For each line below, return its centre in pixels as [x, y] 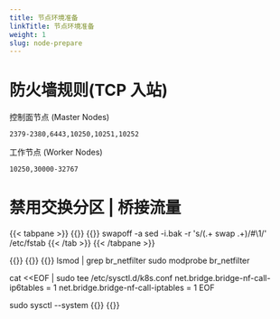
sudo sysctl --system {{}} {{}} [65, 305]
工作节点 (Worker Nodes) [56, 152]
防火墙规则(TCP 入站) [89, 90]
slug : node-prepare [46, 43]
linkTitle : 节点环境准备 [52, 26]
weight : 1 [28, 34]
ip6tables [27, 288]
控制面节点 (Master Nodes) [60, 117]
